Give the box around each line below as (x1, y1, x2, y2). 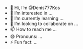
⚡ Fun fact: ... (10, 39, 38, 45)
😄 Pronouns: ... (10, 33, 43, 39)
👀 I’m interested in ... (10, 10, 53, 16)
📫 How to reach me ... (10, 26, 57, 32)
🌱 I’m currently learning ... (10, 15, 64, 21)
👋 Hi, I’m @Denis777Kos (10, 5, 60, 10)
